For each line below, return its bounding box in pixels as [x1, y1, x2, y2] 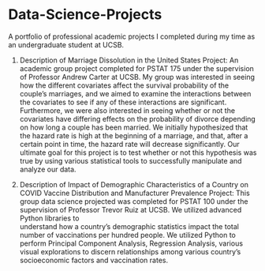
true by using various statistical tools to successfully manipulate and [19, 156, 242, 165]
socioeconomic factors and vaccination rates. [19, 255, 168, 265]
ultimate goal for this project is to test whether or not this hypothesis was [19, 148, 257, 157]
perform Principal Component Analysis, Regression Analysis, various [19, 239, 243, 248]
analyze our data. [19, 164, 77, 174]
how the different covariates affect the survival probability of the [19, 81, 230, 90]
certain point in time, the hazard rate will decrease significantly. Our [19, 139, 240, 149]
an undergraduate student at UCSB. [8, 40, 125, 49]
